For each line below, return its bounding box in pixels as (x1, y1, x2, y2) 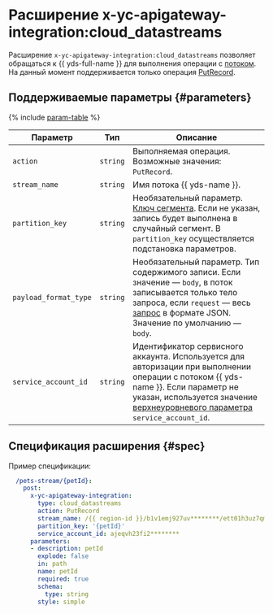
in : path (37, 560, 67, 568)
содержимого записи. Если (132, 266, 241, 277)
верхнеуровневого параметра (132, 401, 253, 412)
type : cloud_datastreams (37, 499, 122, 507)
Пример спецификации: (8, 461, 92, 471)
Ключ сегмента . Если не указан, (132, 202, 261, 213)
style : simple (37, 598, 85, 606)
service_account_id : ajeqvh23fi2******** (37, 529, 180, 538)
